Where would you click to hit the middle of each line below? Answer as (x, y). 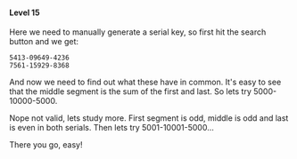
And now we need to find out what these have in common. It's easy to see (145, 82)
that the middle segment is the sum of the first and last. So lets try (131, 91)
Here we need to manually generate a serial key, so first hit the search (138, 32)
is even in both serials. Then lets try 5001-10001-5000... (111, 128)
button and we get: (44, 42)
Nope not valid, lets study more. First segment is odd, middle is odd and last (149, 118)
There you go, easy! (46, 145)
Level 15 (25, 12)
